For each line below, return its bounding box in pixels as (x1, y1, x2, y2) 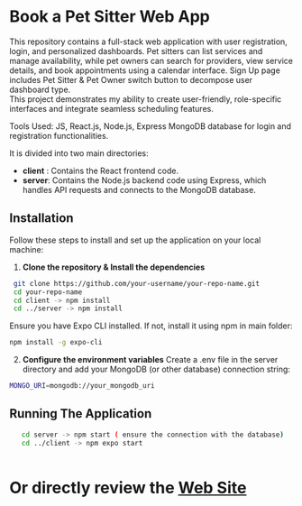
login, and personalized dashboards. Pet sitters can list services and (9, 45, 263, 56)
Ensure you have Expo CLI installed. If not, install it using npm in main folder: (9, 320, 293, 331)
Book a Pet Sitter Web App (9, 6, 210, 27)
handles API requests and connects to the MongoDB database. (22, 184, 257, 195)
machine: (9, 244, 44, 254)
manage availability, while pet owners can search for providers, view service (9, 55, 293, 66)
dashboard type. (9, 84, 71, 95)
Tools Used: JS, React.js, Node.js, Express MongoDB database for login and (9, 120, 291, 132)
